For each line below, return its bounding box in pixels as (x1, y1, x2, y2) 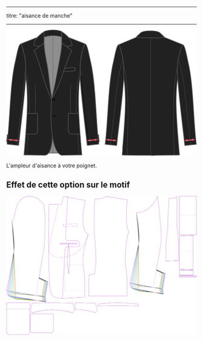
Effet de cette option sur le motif (6, 179, 130, 190)
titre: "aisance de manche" (6, 12, 72, 19)
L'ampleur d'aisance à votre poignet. (6, 162, 97, 170)
